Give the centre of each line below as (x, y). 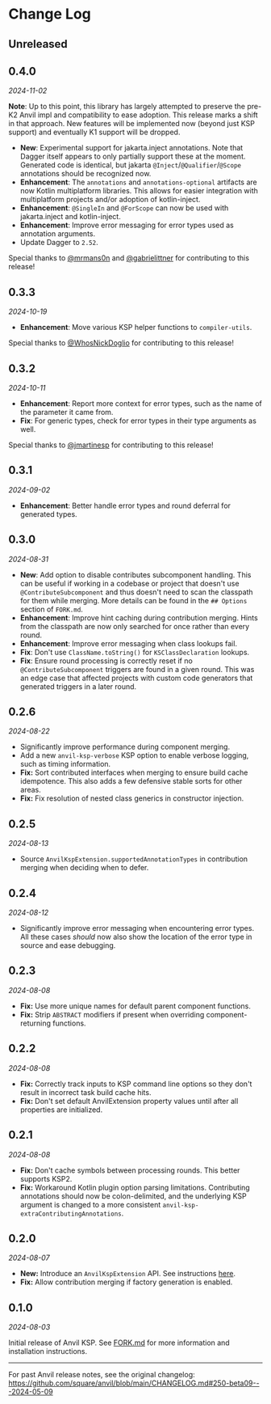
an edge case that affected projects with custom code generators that (136, 678)
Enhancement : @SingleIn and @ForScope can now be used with (124, 208)
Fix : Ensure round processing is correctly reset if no (106, 661)
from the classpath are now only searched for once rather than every (135, 626)
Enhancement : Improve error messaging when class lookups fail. (129, 643)
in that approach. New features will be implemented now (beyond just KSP (132, 124)
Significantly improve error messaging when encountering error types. (137, 928)
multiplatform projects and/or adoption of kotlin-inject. (110, 200)
